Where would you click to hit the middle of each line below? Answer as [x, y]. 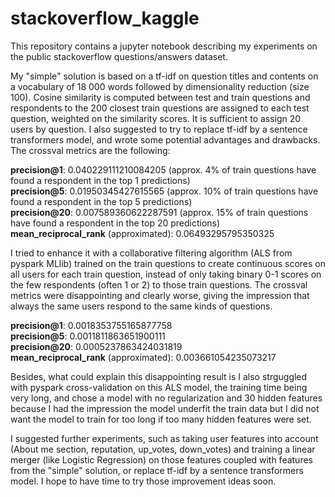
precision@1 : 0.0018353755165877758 [91, 325]
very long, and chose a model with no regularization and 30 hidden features [166, 398]
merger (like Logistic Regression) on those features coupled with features [161, 459]
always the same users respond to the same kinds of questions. [141, 306]
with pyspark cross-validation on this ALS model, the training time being [159, 387]
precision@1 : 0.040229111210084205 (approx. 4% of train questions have [163, 169]
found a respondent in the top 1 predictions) [100, 180]
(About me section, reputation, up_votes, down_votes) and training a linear [163, 449]
